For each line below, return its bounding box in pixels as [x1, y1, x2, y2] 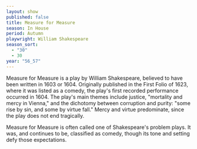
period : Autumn [6, 31, 44, 37]
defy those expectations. [6, 136, 67, 143]
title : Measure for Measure [6, 20, 76, 25]
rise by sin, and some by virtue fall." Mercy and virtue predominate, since [6, 106, 185, 113]
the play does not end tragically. [6, 112, 85, 119]
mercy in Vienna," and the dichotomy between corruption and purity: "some [6, 99, 191, 106]
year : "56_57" [6, 58, 41, 64]
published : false [6, 14, 49, 20]
